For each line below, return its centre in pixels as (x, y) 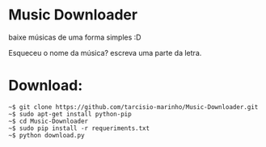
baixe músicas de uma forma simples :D (75, 37)
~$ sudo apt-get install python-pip (70, 114)
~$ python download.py (46, 135)
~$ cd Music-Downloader (49, 121)
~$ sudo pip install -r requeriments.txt (79, 128)
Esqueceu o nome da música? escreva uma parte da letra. (105, 52)
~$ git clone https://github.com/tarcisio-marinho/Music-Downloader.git (133, 107)
